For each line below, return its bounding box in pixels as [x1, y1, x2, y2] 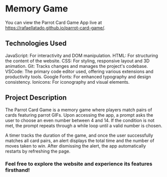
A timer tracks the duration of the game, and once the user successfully [5, 132, 153, 138]
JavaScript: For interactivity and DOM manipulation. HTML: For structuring [5, 52, 158, 58]
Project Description [5, 93, 67, 102]
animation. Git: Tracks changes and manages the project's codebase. [5, 63, 148, 69]
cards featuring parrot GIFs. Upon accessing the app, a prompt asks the [5, 112, 153, 118]
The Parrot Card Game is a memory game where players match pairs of [5, 107, 152, 113]
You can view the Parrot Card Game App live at [5, 19, 102, 25]
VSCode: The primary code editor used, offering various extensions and [5, 68, 153, 74]
